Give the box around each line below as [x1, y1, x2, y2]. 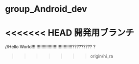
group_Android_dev [5, 3, 87, 15]
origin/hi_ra [90, 53, 114, 59]
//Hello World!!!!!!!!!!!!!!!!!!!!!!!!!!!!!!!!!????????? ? [5, 44, 96, 50]
